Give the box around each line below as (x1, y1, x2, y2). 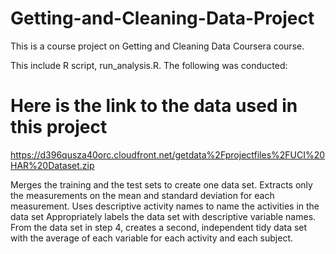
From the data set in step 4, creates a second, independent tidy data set (10, 221, 308, 233)
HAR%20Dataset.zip (10, 159, 95, 171)
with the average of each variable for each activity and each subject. (10, 232, 294, 244)
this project (10, 116, 108, 139)
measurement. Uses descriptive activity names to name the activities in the (10, 200, 320, 212)
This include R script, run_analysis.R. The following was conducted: (10, 59, 288, 71)
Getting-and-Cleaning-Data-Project (10, 7, 315, 30)
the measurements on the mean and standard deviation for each (10, 189, 275, 201)
